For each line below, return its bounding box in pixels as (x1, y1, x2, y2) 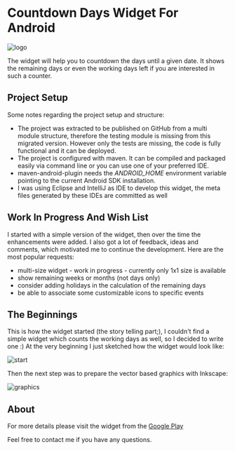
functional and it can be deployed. (17, 146, 116, 155)
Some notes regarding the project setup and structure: (7, 110, 165, 119)
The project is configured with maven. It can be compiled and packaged (17, 154, 226, 162)
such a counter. (7, 72, 53, 80)
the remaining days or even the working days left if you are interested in (7, 64, 215, 72)
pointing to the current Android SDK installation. (17, 176, 156, 184)
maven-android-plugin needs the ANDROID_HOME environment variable (17, 168, 227, 177)
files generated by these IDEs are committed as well (17, 191, 168, 199)
